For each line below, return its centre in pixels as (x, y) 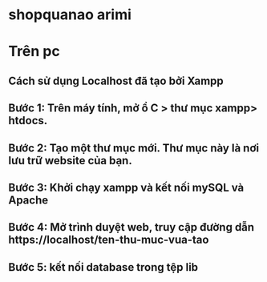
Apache (28, 200)
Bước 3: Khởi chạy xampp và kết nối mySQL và (126, 187)
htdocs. (28, 121)
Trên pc (34, 52)
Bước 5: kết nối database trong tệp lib (103, 267)
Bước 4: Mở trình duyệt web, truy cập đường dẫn (131, 227)
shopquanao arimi (70, 15)
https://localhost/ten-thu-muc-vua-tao (109, 240)
